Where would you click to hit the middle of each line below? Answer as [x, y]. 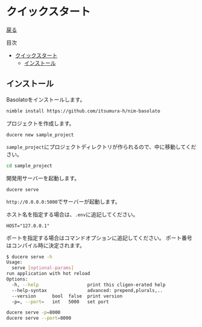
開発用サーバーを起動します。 [43, 178]
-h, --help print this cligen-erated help [89, 285]
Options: [17, 279]
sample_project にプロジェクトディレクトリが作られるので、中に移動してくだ [101, 147]
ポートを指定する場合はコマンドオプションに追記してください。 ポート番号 [99, 238]
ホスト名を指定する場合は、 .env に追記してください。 [72, 214]
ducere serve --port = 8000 [39, 318]
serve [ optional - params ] [43, 268]
